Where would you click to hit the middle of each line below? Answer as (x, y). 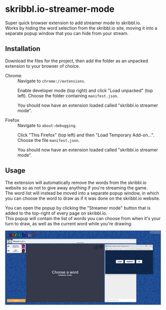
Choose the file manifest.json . (49, 140)
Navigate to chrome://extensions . (51, 81)
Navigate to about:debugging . (47, 125)
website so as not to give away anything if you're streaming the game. (77, 188)
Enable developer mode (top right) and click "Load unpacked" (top (85, 90)
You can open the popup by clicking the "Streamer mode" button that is (78, 208)
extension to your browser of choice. (43, 66)
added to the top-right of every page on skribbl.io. (56, 213)
